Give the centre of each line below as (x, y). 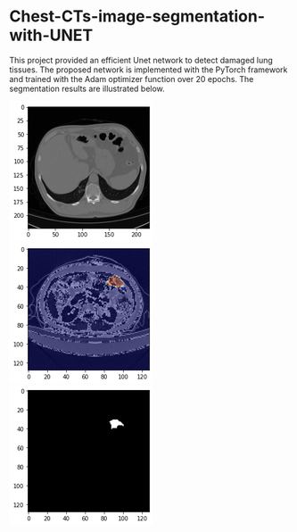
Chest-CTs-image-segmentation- (137, 17)
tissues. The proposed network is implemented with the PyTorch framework (148, 70)
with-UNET (51, 35)
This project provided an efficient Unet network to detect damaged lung (141, 60)
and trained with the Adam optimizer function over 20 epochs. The (132, 79)
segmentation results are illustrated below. (87, 88)
